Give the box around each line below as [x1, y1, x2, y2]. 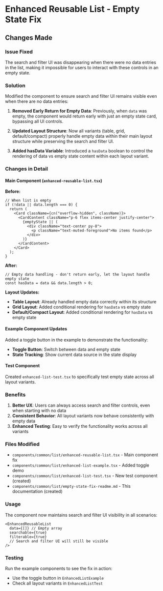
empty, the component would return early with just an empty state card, [12, 113, 158, 119]
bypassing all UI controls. [12, 118, 64, 124]
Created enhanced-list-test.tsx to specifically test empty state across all [5, 374, 154, 380]
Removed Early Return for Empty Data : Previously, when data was [12, 108, 147, 114]
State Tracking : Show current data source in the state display [12, 352, 137, 357]
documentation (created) [12, 488, 63, 495]
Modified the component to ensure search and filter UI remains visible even [5, 93, 157, 99]
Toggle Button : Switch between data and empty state [12, 346, 121, 352]
